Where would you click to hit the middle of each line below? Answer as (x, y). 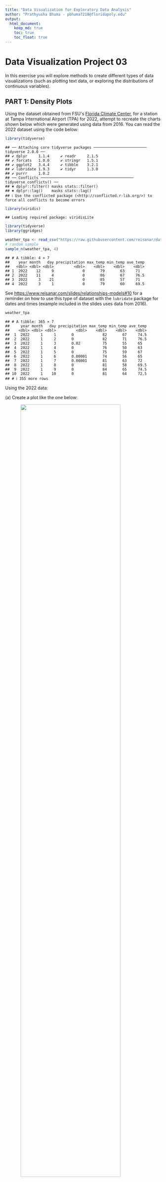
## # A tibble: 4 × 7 (27, 258)
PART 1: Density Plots (39, 102)
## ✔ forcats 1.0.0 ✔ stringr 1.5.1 (52, 160)
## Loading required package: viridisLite (49, 218)
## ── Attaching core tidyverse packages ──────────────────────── (76, 147)
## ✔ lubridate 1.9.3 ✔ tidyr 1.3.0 (52, 169)
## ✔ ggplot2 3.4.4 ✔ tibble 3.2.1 (52, 165)
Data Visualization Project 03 (66, 62)
